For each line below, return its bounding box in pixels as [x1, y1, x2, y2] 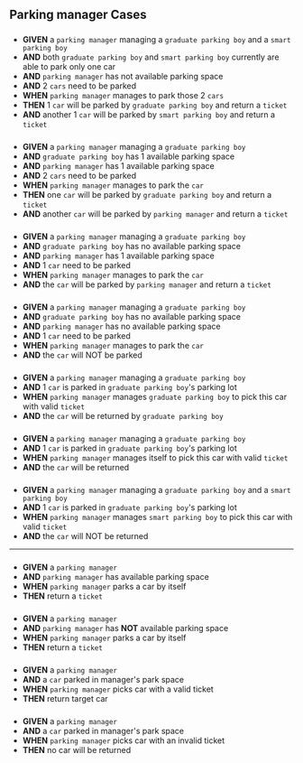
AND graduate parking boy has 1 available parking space [22, 151, 235, 162]
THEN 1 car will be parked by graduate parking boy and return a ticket [22, 99, 288, 111]
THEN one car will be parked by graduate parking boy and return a [22, 190, 272, 200]
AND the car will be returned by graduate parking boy [22, 411, 224, 421]
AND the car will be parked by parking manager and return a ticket [22, 279, 272, 290]
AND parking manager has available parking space [22, 571, 209, 582]
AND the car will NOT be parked [22, 349, 142, 360]
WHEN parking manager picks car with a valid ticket [22, 684, 214, 694]
